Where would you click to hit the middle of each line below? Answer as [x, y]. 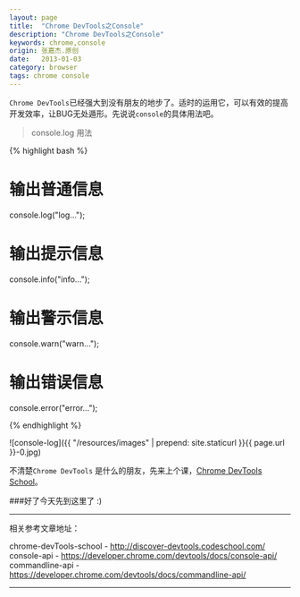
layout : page [33, 17]
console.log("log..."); [47, 215]
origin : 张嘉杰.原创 [44, 51]
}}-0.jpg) [25, 452]
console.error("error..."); [54, 407]
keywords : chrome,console [57, 43]
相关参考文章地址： [45, 528]
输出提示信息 [57, 254]
